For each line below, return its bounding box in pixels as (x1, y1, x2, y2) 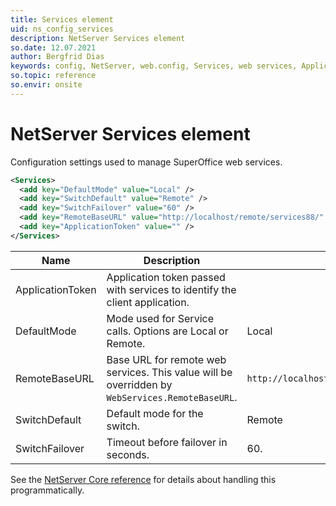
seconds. (106, 447, 150, 461)
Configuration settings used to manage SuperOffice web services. (10, 156, 283, 168)
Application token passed (106, 270, 226, 284)
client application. (106, 295, 190, 309)
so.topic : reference (10, 71, 97, 81)
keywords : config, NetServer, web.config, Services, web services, (10, 61, 298, 71)
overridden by (106, 377, 173, 391)
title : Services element (10, 14, 114, 25)
